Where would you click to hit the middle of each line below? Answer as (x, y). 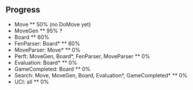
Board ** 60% (32, 37)
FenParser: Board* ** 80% (47, 43)
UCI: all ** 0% (31, 82)
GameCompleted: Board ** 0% (52, 69)
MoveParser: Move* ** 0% (47, 50)
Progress (23, 10)
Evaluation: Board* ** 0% (46, 62)
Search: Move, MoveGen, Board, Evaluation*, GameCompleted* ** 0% (101, 75)
